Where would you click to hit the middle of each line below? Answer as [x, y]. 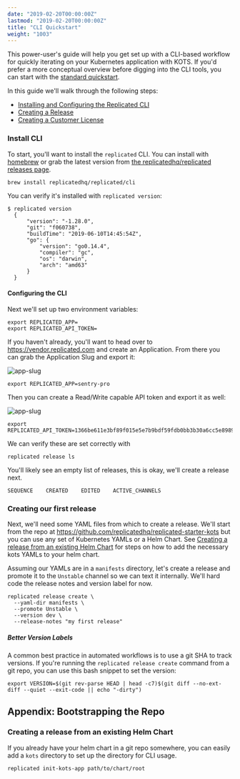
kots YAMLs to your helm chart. [54, 555]
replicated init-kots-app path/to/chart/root [76, 768]
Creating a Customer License [61, 120]
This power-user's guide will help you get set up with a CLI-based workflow [119, 54]
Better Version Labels [40, 637]
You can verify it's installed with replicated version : [85, 195]
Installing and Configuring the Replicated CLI [84, 105]
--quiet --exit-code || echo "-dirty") [82, 690]
